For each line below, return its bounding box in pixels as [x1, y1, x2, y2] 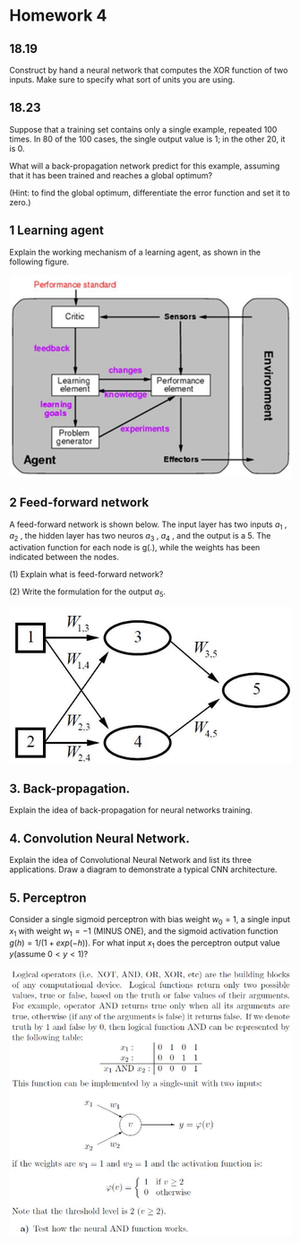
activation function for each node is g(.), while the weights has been [9, 542, 261, 553]
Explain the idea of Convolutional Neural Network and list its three [9, 855, 253, 866]
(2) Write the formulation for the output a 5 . [9, 586, 166, 599]
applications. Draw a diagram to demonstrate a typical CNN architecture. [9, 864, 278, 875]
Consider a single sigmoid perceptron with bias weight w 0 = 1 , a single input [9, 914, 291, 927]
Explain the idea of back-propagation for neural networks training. [9, 805, 253, 816]
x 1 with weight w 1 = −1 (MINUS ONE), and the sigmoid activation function [9, 925, 279, 938]
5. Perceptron [9, 890, 87, 905]
